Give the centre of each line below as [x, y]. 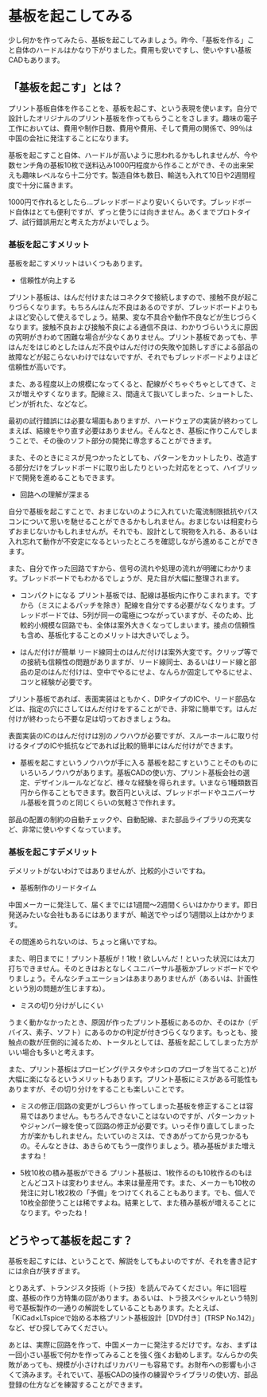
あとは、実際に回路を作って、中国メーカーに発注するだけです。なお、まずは [133, 1345]
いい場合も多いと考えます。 [53, 1053]
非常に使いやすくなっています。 [74, 829]
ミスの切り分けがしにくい [62, 1005]
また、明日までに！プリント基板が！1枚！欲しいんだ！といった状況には [124, 958]
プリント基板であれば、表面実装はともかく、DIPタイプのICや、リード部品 [129, 699]
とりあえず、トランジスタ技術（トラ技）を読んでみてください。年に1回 [124, 1288]
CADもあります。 [37, 60]
